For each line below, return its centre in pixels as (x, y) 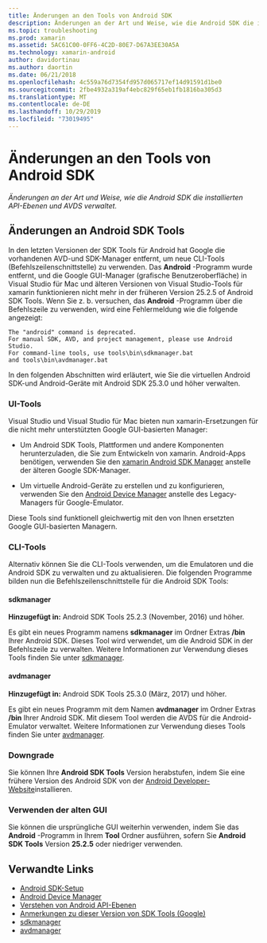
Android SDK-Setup (52, 888)
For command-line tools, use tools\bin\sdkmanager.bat (101, 353)
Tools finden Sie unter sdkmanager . (66, 658)
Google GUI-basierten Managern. (63, 526)
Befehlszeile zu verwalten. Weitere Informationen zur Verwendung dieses (128, 650)
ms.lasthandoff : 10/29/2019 (55, 112)
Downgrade (31, 755)
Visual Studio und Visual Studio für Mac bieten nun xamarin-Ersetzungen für (133, 421)
